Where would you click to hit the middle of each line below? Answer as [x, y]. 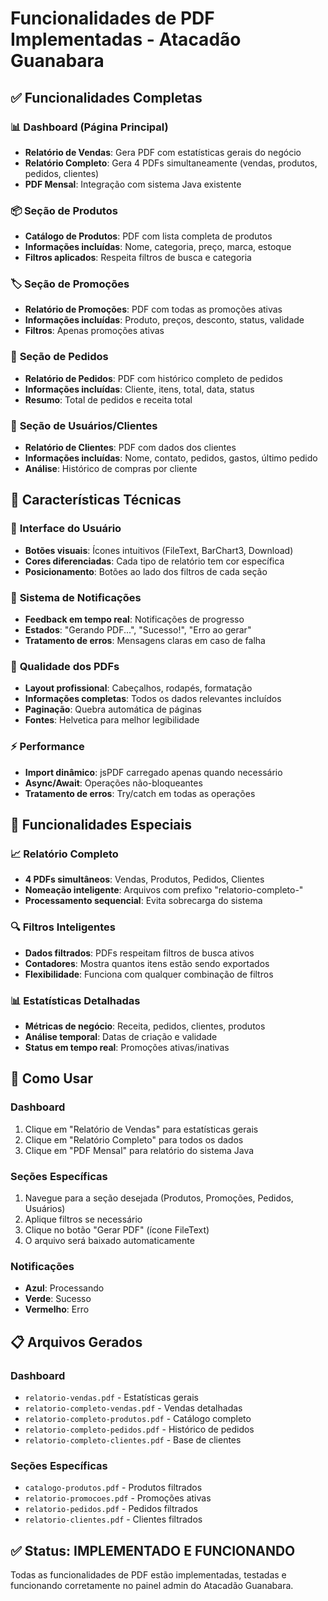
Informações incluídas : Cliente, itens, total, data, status [139, 389]
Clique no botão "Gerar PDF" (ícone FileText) [117, 1229]
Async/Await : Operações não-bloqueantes [113, 783]
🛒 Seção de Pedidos [59, 357]
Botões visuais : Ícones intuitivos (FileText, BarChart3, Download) [159, 550]
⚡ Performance [47, 747]
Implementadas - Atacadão [126, 39]
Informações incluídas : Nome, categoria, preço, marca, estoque [158, 247]
